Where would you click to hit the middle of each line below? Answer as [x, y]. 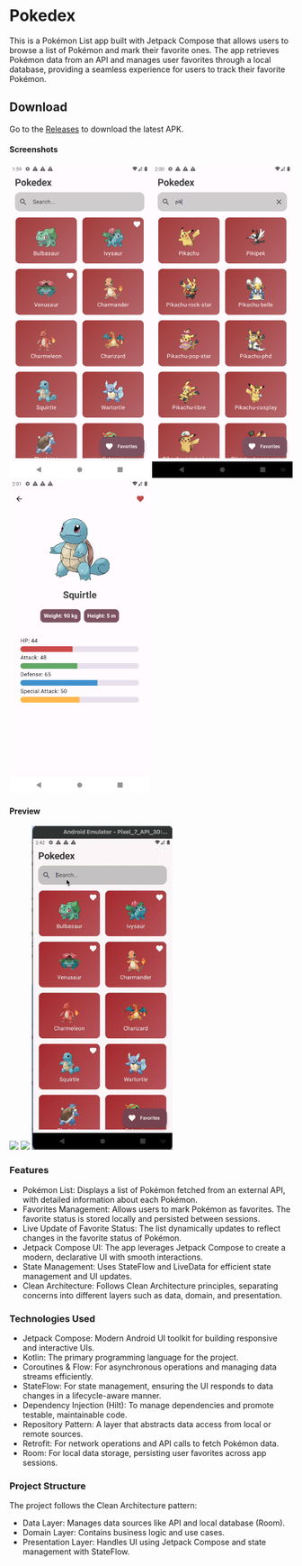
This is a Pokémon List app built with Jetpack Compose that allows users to [149, 41]
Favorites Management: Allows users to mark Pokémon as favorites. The [156, 1209]
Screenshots [34, 150]
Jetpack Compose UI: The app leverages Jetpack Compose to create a [154, 1247]
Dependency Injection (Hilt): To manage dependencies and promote [148, 1406]
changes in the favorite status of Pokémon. [102, 1238]
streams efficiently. [58, 1377]
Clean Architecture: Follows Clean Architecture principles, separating [150, 1286]
